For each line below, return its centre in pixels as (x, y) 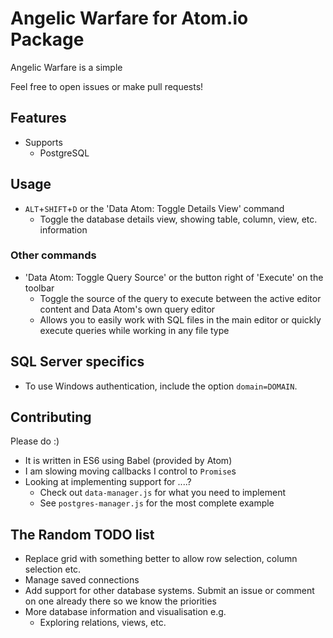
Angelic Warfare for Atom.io (129, 18)
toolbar (39, 288)
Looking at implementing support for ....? (108, 482)
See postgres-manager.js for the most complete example (157, 503)
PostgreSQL (64, 153)
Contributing (51, 417)
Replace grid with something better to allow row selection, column (161, 559)
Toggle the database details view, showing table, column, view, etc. (178, 219)
